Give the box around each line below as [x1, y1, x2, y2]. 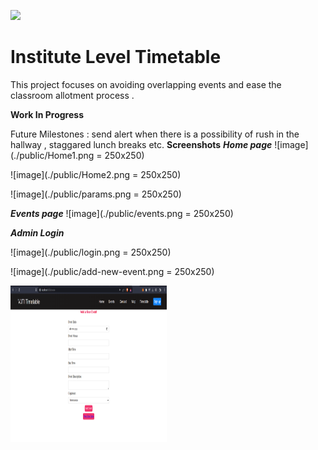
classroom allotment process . [10, 89, 135, 101]
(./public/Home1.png [10, 149, 95, 161]
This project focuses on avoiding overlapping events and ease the [10, 78, 282, 90]
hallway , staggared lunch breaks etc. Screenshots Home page [10, 138, 273, 150]
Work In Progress [10, 108, 84, 120]
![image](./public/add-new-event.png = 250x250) [10, 265, 215, 277]
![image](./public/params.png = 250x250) [10, 188, 182, 200]
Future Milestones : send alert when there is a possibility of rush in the [10, 128, 300, 140]
